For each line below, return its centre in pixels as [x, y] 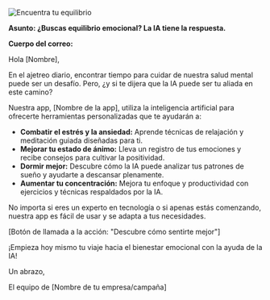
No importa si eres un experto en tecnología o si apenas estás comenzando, [135, 207]
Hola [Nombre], [34, 59]
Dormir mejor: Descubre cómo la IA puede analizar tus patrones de [132, 166]
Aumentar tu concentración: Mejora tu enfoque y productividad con [134, 183]
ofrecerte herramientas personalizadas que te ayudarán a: [105, 116]
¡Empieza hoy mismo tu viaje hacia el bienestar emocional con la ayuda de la [135, 247]
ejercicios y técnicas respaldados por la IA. [91, 192]
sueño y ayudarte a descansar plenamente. [92, 175]
